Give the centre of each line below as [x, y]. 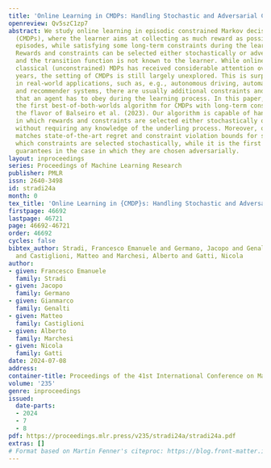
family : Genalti [43, 308]
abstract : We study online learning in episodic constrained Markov [126, 31]
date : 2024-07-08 [38, 361]
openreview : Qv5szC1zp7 [48, 23]
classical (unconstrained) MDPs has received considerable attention [135, 69]
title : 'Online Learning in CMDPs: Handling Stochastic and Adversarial [133, 16]
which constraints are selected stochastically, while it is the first [139, 143]
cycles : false [32, 241]
